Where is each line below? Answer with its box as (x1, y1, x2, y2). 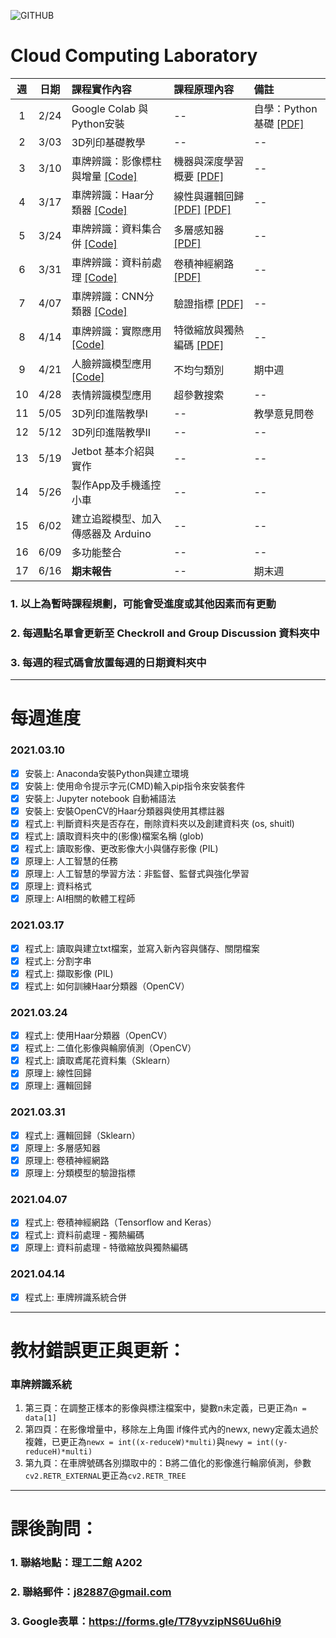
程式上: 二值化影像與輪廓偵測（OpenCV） (24, 1042, 197, 1054)
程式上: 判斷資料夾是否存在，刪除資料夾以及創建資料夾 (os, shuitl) (24, 817, 295, 829)
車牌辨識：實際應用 (71, 324, 162, 338)
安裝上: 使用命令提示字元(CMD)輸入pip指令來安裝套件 (24, 780, 246, 792)
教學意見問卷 (253, 406, 315, 420)
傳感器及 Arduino (71, 526, 152, 540)
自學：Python (253, 101, 318, 115)
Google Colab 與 (71, 101, 149, 115)
